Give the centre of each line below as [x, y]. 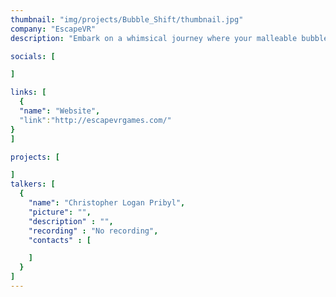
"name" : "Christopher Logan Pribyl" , [107, 203]
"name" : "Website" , [60, 111]
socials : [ [33, 56]
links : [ [28, 92]
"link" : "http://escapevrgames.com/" [95, 120]
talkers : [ [33, 184]
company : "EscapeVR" [53, 29]
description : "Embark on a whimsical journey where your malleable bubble [169, 38]
